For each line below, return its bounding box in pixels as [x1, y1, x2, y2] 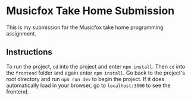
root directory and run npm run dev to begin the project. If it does [6, 75, 165, 82]
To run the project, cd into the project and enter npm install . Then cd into [6, 63, 186, 70]
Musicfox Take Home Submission [6, 4, 175, 18]
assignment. [6, 30, 37, 37]
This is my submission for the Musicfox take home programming [6, 24, 164, 31]
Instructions [6, 47, 52, 57]
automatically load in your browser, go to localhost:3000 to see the [6, 82, 171, 89]
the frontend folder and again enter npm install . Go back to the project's [6, 69, 186, 76]
